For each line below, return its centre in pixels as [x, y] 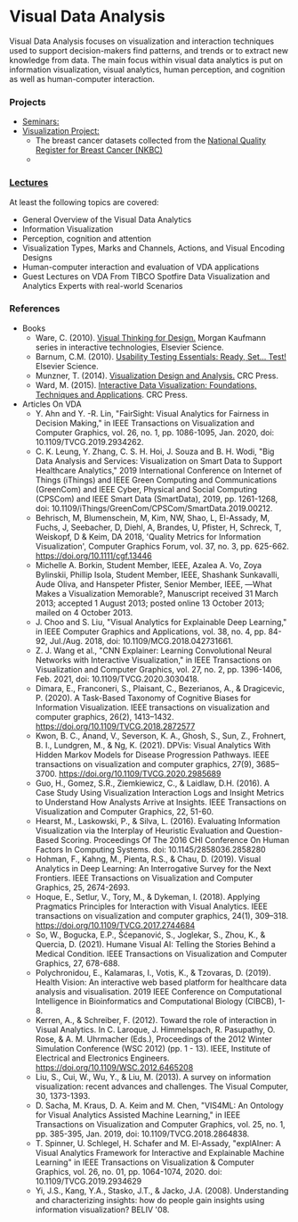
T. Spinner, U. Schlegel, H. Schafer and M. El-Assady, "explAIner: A [158, 1143]
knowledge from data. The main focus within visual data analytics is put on [146, 60]
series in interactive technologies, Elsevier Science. [129, 347]
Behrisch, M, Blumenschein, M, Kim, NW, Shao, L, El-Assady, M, [153, 517]
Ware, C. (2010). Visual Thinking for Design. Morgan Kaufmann [151, 337]
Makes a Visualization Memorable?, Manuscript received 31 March [157, 593]
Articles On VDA [52, 404]
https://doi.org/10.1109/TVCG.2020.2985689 [140, 773]
